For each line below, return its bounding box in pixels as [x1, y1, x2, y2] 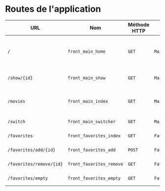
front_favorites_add [68, 147, 116, 153]
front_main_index [68, 98, 109, 104]
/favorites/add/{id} [7, 147, 55, 153]
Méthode [128, 21, 150, 28]
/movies [7, 98, 26, 104]
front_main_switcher [68, 119, 116, 124]
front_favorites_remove [68, 161, 124, 167]
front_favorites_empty [68, 175, 121, 181]
